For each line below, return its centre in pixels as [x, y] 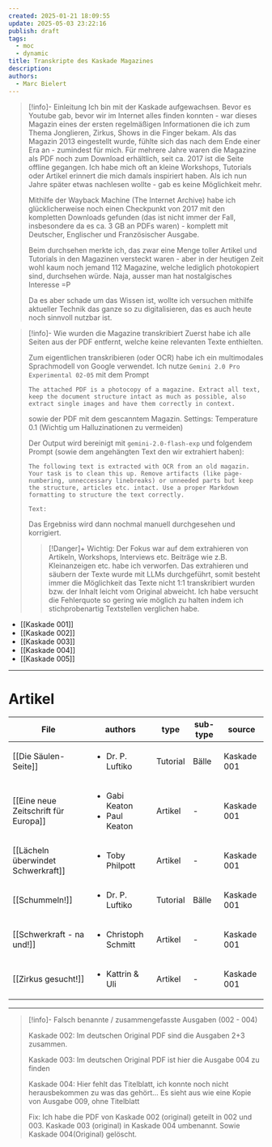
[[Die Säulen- [39, 757]
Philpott [121, 866]
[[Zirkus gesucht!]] [49, 979]
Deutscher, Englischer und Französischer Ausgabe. [114, 234]
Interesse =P [49, 284]
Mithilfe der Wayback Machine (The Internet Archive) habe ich [132, 200]
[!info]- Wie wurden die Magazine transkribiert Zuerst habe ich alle [139, 333]
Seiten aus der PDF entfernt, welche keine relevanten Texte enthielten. [145, 342]
